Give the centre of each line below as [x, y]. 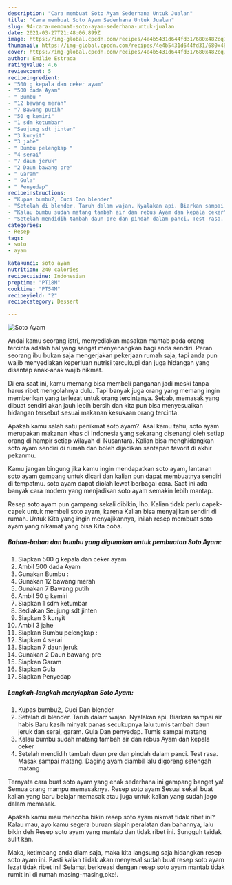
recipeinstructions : [38, 193]
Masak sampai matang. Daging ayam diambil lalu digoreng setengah [115, 761]
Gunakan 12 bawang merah [56, 581]
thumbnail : [23, 46]
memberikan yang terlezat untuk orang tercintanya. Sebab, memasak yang [114, 398]
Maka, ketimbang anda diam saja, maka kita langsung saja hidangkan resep [115, 853]
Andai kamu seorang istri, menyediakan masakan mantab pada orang [106, 341]
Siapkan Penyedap [44, 677]
